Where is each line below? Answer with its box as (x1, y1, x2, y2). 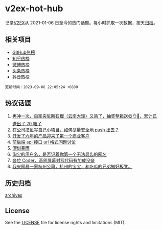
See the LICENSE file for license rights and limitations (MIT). (5, 220, 126, 226)
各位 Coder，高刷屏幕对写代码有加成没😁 (12, 157, 95, 163)
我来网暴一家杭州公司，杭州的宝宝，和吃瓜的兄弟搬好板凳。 (12, 163, 133, 169)
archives (5, 192, 23, 198)
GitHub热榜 (12, 49, 35, 55)
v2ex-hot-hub (5, 3, 64, 14)
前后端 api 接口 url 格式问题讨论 (12, 139, 76, 145)
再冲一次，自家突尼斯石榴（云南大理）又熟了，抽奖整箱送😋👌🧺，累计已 (12, 113, 157, 119)
